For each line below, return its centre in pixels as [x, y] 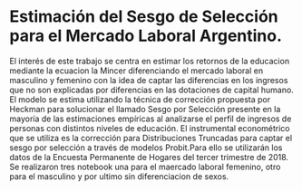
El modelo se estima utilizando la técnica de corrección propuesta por [140, 99]
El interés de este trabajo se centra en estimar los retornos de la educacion [150, 61]
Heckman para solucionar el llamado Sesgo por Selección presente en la [145, 109]
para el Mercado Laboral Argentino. [146, 36]
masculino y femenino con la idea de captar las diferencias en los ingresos [149, 80]
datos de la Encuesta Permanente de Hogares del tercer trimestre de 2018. [149, 157]
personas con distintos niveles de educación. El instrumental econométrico [150, 128]
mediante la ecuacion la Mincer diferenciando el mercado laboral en [136, 71]
